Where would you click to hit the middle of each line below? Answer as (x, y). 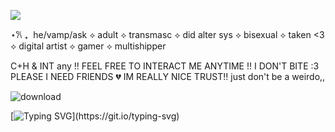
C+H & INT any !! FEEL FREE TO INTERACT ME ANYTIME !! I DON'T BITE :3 (165, 66)
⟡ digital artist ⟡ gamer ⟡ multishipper (88, 46)
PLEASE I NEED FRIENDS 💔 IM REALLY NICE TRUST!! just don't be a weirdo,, (168, 76)
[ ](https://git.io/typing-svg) (95, 116)
